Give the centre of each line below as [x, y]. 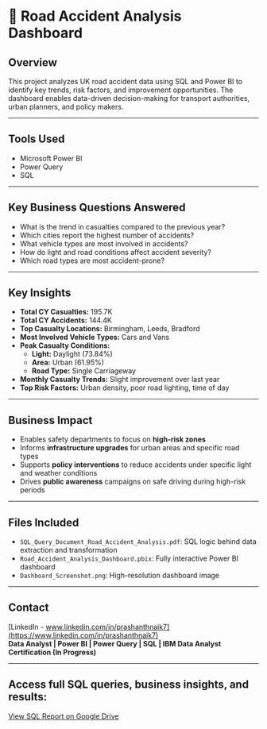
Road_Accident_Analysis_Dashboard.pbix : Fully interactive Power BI [129, 558]
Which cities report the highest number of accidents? [107, 235]
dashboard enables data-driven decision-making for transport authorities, [129, 98]
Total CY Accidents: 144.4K [66, 320]
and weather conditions [58, 473]
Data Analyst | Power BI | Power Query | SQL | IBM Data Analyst [115, 643]
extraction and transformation [68, 550]
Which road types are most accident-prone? [92, 260]
